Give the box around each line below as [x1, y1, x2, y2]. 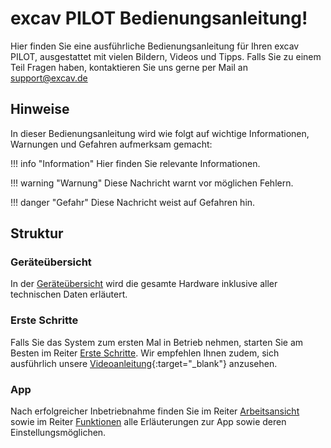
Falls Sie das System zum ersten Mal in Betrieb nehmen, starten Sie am [10, 336, 304, 348]
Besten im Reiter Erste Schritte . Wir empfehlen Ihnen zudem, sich [10, 347, 280, 359]
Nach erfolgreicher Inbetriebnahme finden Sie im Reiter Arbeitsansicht [10, 405, 300, 417]
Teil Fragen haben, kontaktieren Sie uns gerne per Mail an [10, 61, 248, 73]
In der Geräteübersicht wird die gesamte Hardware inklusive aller [10, 278, 278, 290]
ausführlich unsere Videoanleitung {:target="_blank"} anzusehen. [10, 357, 278, 369]
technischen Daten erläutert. [10, 288, 128, 301]
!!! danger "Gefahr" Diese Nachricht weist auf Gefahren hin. [10, 196, 256, 208]
